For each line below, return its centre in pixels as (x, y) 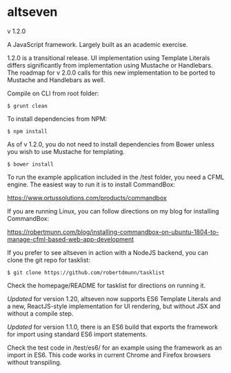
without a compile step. (40, 313)
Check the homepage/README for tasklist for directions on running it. (106, 285)
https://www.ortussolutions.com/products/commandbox (87, 198)
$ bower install (30, 164)
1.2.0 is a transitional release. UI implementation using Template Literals (109, 58)
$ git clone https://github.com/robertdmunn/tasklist (86, 272)
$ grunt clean (28, 106)
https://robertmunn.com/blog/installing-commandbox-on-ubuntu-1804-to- (113, 231)
